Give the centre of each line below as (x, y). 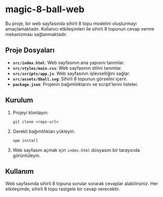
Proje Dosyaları (30, 50)
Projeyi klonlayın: (30, 112)
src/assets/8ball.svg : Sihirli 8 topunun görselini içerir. (70, 79)
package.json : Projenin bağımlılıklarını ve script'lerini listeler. (75, 84)
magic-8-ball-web (45, 9)
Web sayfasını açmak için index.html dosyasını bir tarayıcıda (76, 150)
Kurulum (19, 100)
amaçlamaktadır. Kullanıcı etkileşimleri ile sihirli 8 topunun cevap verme (80, 29)
